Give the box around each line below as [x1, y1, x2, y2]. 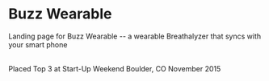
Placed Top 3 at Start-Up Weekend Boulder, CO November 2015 [8, 63, 221, 73]
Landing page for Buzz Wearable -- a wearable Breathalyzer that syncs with [8, 31, 261, 41]
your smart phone [8, 39, 68, 49]
